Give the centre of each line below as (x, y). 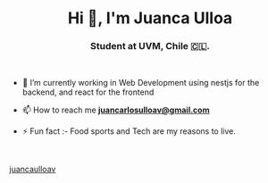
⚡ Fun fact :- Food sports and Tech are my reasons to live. (129, 131)
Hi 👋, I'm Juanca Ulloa (150, 18)
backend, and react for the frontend (88, 92)
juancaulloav (33, 170)
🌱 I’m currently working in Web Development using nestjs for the (141, 83)
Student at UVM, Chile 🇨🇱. (150, 46)
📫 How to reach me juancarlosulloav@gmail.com (116, 110)
